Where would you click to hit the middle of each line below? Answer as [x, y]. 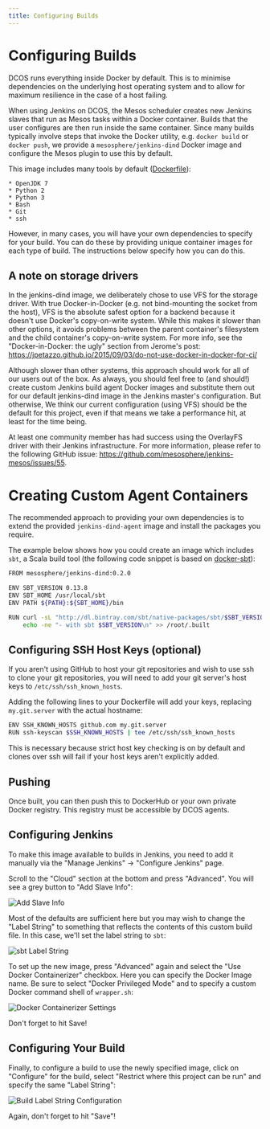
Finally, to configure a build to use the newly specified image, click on [124, 1068]
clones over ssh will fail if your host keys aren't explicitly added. [114, 757]
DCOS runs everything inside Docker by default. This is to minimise [119, 78]
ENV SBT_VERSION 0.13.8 [48, 588]
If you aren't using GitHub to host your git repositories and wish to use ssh [131, 669]
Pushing [29, 781]
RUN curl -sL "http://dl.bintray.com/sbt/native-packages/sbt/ [117, 617]
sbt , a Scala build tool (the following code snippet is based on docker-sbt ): [132, 558]
